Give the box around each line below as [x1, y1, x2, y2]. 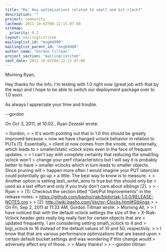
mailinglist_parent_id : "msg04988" [5, 44, 79, 49]
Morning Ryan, [5, 72, 35, 78]
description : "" [5, 12, 39, 17]
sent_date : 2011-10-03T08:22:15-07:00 [5, 58, 85, 63]
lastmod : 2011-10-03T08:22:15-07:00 [5, 21, 81, 26]
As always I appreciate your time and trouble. [5, 101, 98, 107]
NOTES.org [5, 199, 28, 205]
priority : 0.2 [9, 30, 39, 35]
